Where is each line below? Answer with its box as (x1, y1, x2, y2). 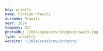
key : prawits (5, 7, 31, 12)
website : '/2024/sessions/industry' (5, 39, 79, 44)
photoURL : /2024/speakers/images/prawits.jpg (5, 30, 98, 34)
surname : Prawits (5, 16, 40, 21)
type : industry (5, 34, 36, 39)
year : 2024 (5, 20, 27, 26)
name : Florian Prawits (5, 12, 51, 17)
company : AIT (5, 25, 31, 30)
